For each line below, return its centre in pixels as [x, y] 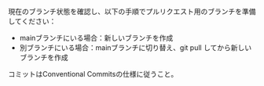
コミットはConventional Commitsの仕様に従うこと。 [93, 74]
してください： [32, 21]
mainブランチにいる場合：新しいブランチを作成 [96, 38]
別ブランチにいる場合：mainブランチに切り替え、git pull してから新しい [136, 48]
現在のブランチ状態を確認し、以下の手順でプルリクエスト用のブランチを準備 [132, 11]
